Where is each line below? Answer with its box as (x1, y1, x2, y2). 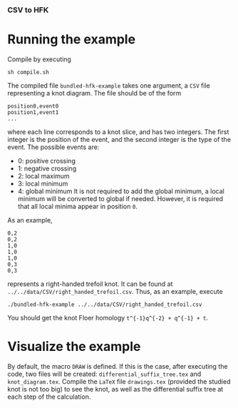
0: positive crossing (17, 156, 76, 165)
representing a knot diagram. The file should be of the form (7, 88, 182, 97)
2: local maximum (17, 171, 70, 180)
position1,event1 (7, 108, 59, 116)
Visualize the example (7, 339, 141, 355)
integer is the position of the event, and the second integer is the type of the (7, 135, 232, 143)
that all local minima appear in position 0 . (17, 202, 138, 210)
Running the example (7, 31, 136, 48)
